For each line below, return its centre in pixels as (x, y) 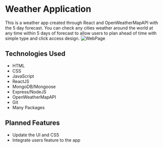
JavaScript (23, 76)
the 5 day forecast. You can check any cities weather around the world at (79, 28)
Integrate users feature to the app (46, 140)
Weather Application (48, 9)
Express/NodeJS (29, 91)
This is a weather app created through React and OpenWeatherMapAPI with (82, 23)
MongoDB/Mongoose (34, 87)
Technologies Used (35, 54)
